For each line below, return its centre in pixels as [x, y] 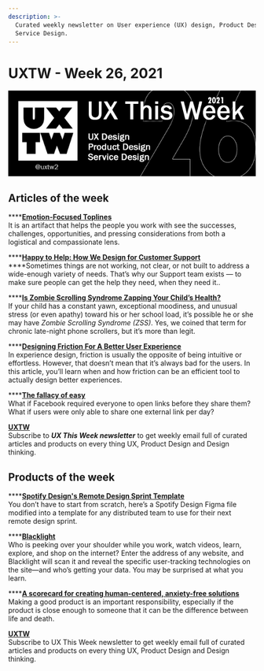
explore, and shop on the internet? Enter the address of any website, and [126, 553]
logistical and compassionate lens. [64, 242]
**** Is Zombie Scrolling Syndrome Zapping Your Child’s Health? [115, 298]
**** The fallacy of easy [47, 395]
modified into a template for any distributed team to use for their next [120, 513]
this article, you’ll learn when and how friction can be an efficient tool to [124, 372]
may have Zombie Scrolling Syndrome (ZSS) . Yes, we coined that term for [127, 323]
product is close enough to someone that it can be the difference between [128, 610]
